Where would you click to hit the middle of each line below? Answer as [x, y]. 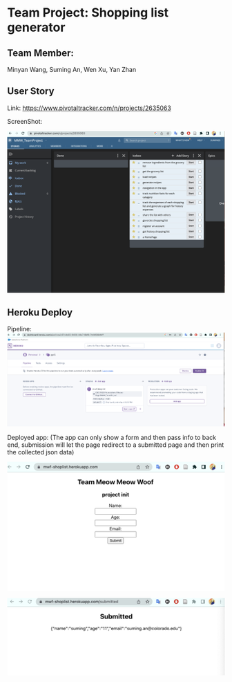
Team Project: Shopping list [88, 13]
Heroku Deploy [40, 312]
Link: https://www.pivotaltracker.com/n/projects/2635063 [89, 108]
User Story [31, 91]
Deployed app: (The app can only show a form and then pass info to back [112, 437]
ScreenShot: [25, 121]
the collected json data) [41, 452]
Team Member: [40, 53]
